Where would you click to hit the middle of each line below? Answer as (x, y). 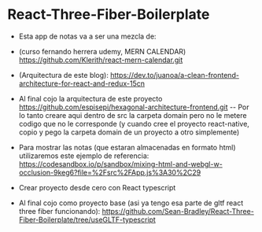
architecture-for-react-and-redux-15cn (81, 83)
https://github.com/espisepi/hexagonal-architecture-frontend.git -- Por (134, 107)
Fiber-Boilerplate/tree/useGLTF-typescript (87, 219)
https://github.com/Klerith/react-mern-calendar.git (101, 60)
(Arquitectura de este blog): (64, 75)
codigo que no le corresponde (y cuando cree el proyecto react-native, (134, 123)
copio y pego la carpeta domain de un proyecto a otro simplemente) (129, 132)
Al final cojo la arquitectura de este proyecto (90, 98)
